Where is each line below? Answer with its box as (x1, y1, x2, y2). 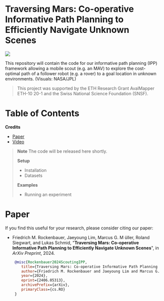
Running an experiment (24, 192, 72, 197)
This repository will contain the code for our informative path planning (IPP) (5, 60, 158, 66)
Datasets (24, 172, 43, 178)
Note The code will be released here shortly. (17, 148, 108, 154)
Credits (5, 124, 21, 130)
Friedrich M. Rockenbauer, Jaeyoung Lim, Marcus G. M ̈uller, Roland (12, 234, 150, 240)
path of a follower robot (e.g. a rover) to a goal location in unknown (21, 70, 157, 77)
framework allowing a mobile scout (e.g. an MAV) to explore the (5, 65, 134, 71)
